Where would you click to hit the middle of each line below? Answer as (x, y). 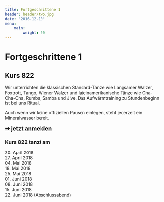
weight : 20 (34, 33)
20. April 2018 (19, 153)
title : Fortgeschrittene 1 (33, 10)
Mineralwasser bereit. (27, 118)
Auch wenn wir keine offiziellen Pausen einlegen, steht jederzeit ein (74, 113)
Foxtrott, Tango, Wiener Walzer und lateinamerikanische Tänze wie (73, 93)
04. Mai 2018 (18, 163)
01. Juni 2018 (19, 179)
